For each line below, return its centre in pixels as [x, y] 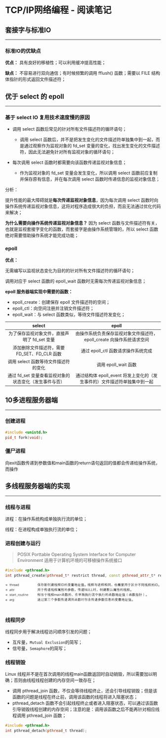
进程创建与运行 [23, 543]
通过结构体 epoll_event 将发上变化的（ [114, 375]
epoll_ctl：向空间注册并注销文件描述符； [53, 308]
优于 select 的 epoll [35, 96]
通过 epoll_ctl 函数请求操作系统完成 [116, 350]
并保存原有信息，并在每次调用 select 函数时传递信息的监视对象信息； [90, 179]
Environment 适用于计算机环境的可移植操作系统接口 [70, 560]
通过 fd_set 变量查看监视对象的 [39, 375]
